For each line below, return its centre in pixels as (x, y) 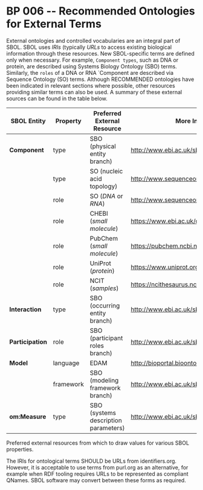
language (66, 363)
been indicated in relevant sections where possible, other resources (91, 85)
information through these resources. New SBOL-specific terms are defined (101, 53)
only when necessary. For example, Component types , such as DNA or (92, 60)
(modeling (104, 380)
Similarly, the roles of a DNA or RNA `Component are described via (90, 73)
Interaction (25, 309)
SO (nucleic (106, 171)
